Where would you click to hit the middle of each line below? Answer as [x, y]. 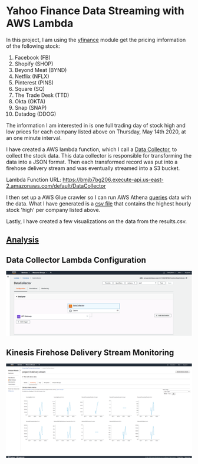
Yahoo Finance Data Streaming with [95, 11]
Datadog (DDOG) [35, 114]
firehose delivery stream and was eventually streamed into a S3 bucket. [93, 168]
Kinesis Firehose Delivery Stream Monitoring [90, 352]
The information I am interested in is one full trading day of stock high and [96, 125]
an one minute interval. [34, 138]
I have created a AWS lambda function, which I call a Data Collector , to [92, 149]
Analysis [23, 240]
